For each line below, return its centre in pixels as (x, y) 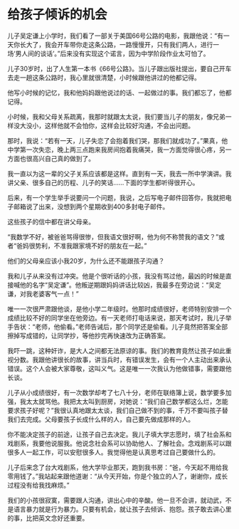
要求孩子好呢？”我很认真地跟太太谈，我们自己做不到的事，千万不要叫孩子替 (118, 410)
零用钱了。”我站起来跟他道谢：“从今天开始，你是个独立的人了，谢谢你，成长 (118, 476)
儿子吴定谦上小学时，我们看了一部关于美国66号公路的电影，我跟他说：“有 (116, 36)
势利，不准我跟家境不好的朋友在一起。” (91, 246)
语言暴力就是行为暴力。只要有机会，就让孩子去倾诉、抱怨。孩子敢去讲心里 (122, 509)
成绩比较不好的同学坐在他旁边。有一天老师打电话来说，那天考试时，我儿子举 (119, 318)
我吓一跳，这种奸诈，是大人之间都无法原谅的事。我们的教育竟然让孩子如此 (116, 350)
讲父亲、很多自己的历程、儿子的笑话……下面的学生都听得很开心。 (103, 182)
